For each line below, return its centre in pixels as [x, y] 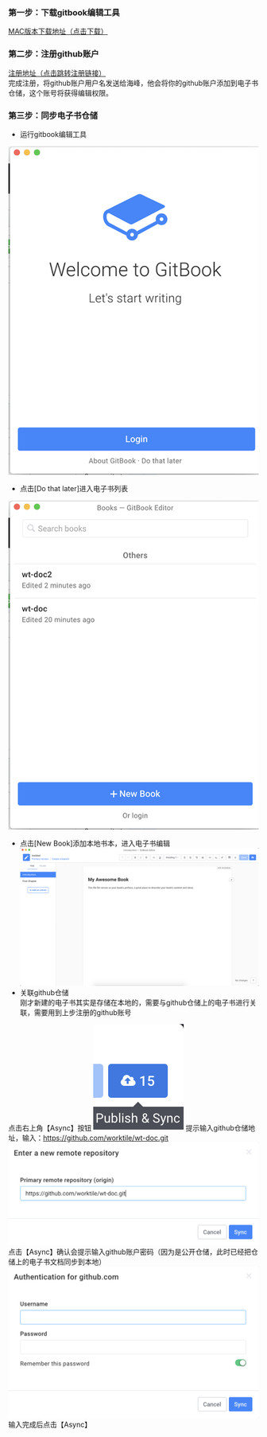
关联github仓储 [44, 992]
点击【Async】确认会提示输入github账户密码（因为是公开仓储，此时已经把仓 [133, 1252]
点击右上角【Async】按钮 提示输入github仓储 [128, 1127]
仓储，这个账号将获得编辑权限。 [60, 92]
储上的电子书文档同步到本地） [57, 1262]
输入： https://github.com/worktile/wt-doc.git [95, 1138]
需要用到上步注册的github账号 [83, 1012]
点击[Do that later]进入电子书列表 [74, 489]
